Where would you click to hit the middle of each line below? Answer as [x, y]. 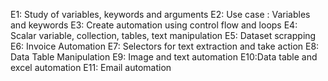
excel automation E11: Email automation [91, 67]
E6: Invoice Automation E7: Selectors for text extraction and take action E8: [165, 46]
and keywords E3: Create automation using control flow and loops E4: [154, 25]
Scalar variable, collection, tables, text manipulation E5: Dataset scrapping [163, 35]
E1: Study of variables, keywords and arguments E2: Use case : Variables [160, 14]
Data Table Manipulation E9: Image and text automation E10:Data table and [164, 57]
